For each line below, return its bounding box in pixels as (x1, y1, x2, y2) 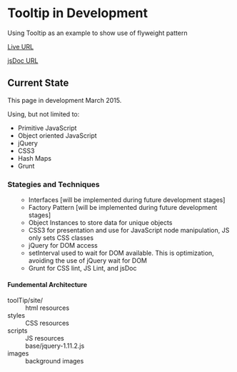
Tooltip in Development (7, 5, 148, 21)
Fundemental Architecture (7, 280, 88, 288)
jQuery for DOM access (28, 241, 98, 250)
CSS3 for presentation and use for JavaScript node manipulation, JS (28, 226, 230, 235)
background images (25, 357, 84, 366)
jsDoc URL (7, 56, 39, 65)
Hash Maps (17, 154, 52, 162)
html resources (25, 303, 70, 312)
